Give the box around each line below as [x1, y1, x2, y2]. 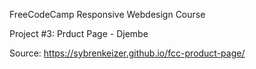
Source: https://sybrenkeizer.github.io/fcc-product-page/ [9, 47, 246, 59]
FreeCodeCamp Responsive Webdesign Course [9, 9, 206, 20]
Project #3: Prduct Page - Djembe [9, 28, 149, 39]
